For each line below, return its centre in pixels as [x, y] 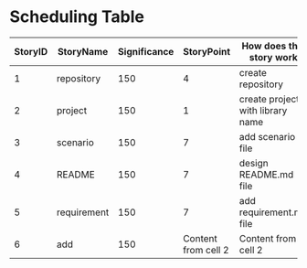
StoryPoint [206, 51]
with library [263, 110]
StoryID [31, 51]
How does [264, 46]
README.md [266, 174]
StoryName [83, 51]
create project [269, 99]
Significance [146, 51]
